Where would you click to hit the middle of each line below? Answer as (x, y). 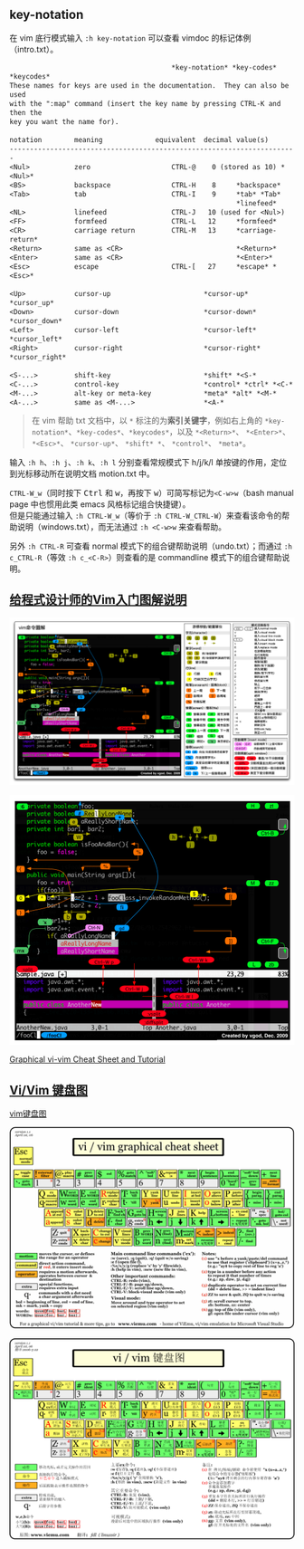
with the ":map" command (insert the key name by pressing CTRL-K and (145, 103)
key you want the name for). (64, 121)
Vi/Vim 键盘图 (49, 1090)
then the (26, 112)
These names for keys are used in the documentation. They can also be (149, 85)
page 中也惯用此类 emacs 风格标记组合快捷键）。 (100, 504)
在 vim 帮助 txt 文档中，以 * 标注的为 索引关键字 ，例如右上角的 (147, 420)
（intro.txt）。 (34, 49)
